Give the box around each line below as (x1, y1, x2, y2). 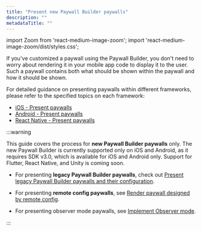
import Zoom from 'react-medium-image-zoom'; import (6, 37, 145, 44)
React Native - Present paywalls (15, 117, 95, 124)
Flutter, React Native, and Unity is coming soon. (6, 160, 125, 167)
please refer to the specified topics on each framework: (6, 92, 145, 100)
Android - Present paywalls (15, 110, 83, 118)
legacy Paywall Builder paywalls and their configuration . (15, 178, 155, 185)
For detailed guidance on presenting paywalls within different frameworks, (6, 86, 192, 93)
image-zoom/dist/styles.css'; (6, 43, 79, 50)
